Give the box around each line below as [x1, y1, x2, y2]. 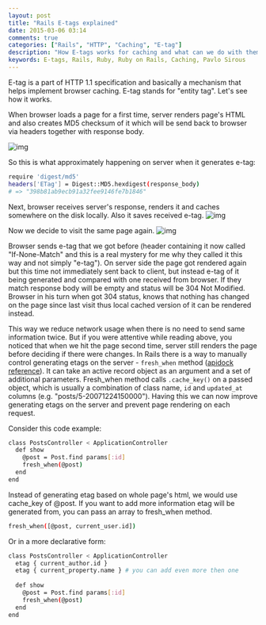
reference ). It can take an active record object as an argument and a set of [8, 366, 251, 375]
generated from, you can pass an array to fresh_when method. [8, 507, 212, 516]
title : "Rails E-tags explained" [8, 19, 119, 27]
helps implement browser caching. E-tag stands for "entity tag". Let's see [8, 86, 248, 95]
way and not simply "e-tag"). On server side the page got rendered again [8, 258, 247, 267]
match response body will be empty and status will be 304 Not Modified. [8, 283, 245, 293]
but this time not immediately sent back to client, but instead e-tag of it [8, 266, 239, 276]
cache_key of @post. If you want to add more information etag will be [8, 498, 235, 508]
